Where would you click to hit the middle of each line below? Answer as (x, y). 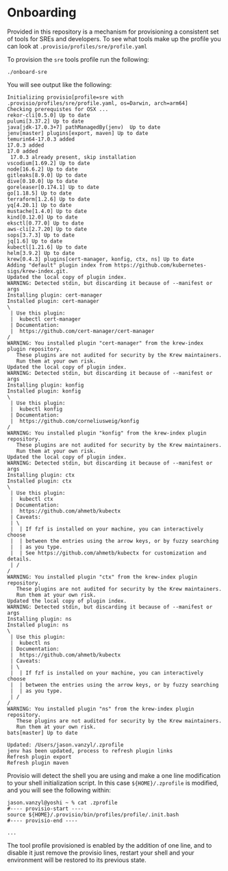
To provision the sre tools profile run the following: (78, 59)
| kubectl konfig (36, 409)
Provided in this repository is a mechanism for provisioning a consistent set (113, 32)
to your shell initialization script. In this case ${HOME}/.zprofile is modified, (113, 783)
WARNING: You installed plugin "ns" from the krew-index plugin (101, 709)
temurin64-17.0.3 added (41, 139)
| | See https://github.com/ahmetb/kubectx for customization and (108, 553)
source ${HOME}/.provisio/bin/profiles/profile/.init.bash (93, 814)
